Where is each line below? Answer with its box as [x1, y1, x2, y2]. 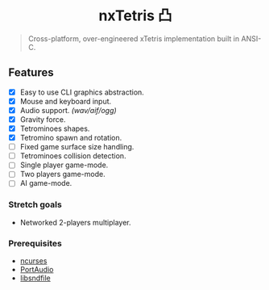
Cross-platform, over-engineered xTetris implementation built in [27, 33, 240, 44]
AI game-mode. [19, 179, 72, 188]
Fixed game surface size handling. [19, 142, 134, 152]
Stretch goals [8, 199, 62, 210]
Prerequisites [8, 237, 62, 249]
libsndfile [19, 273, 51, 283]
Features [8, 65, 54, 80]
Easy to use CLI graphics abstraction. [19, 87, 145, 97]
